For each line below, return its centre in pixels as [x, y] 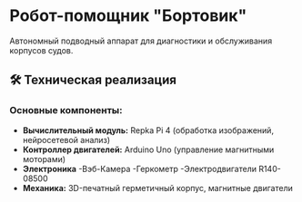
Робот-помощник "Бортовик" [128, 16]
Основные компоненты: [66, 111]
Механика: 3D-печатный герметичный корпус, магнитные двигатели [157, 188]
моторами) [44, 159]
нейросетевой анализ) [66, 139]
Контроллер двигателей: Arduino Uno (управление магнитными [148, 149]
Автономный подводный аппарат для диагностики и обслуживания [141, 41]
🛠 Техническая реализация [93, 80]
